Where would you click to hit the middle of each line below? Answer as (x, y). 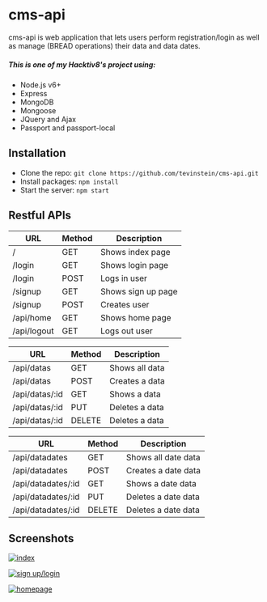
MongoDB (37, 102)
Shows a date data (161, 483)
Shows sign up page (139, 291)
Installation (37, 153)
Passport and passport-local (68, 128)
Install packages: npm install (69, 181)
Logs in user (124, 278)
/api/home (32, 317)
